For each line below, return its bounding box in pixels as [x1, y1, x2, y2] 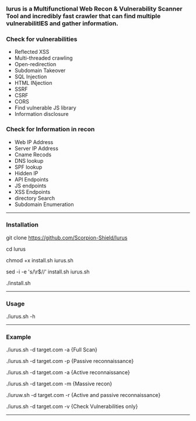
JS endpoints [14, 182, 47, 189]
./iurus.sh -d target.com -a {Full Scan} [6, 346, 97, 353]
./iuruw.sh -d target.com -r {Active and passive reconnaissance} [6, 392, 161, 399]
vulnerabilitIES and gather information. [6, 19, 118, 28]
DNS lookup [14, 157, 44, 164]
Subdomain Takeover [14, 67, 66, 74]
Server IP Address [14, 145, 58, 152]
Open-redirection [14, 61, 57, 68]
